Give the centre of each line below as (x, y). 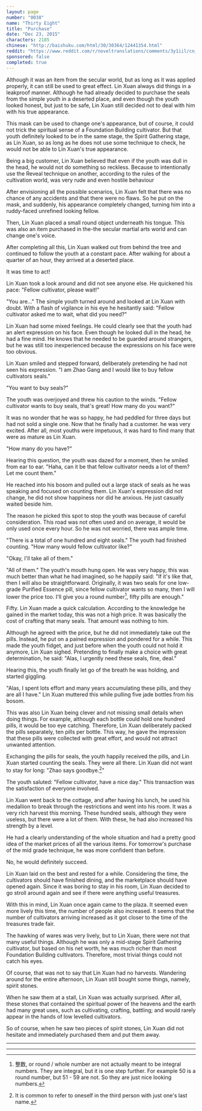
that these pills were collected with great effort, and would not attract (92, 738)
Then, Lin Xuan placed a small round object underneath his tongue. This (96, 222)
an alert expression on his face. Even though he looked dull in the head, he (99, 332)
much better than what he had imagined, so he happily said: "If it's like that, (100, 576)
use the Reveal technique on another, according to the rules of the (88, 173)
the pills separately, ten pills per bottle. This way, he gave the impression (96, 732)
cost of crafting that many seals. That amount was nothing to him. (88, 621)
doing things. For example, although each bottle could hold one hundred (96, 719)
